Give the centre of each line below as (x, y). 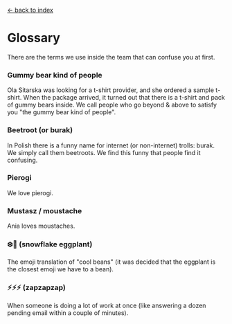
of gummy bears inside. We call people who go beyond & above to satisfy (112, 105)
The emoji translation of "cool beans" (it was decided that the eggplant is (111, 262)
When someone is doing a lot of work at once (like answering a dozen (107, 305)
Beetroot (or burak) (40, 130)
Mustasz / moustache (45, 210)
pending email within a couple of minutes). (68, 313)
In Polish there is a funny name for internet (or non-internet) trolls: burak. (111, 145)
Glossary (34, 38)
